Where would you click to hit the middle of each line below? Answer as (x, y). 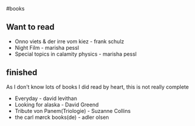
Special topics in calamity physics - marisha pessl (76, 54)
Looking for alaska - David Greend (57, 104)
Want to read (31, 27)
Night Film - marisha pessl (47, 47)
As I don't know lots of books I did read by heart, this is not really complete (97, 87)
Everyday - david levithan (46, 98)
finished (22, 72)
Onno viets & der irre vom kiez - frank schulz (69, 41)
